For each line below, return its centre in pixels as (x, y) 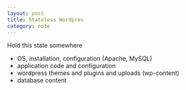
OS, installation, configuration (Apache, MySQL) (84, 59)
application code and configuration (66, 66)
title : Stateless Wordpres (45, 20)
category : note (29, 26)
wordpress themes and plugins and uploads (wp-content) (98, 73)
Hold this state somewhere (45, 46)
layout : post (26, 13)
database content (42, 80)
